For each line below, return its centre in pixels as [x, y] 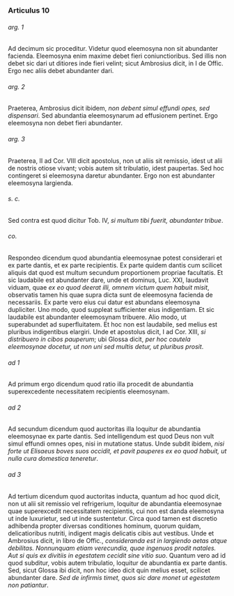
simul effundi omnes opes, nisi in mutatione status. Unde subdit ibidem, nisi [116, 444]
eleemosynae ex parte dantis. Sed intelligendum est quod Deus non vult [111, 437]
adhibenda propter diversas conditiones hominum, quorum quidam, [104, 526]
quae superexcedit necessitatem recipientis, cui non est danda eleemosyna [116, 511]
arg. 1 [16, 27]
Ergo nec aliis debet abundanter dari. [61, 71]
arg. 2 [16, 86]
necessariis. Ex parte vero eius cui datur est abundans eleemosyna [104, 302]
